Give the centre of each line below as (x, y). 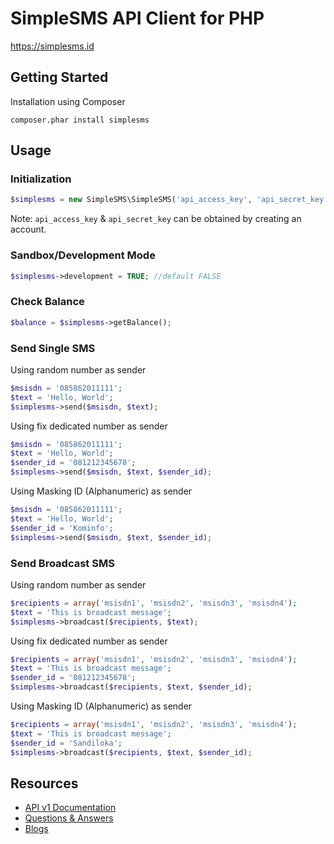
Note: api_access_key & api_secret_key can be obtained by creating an (156, 219)
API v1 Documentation (70, 808)
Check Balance (47, 302)
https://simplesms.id (52, 46)
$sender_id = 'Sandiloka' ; (66, 743)
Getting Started (59, 77)
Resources (44, 783)
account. (28, 229)
